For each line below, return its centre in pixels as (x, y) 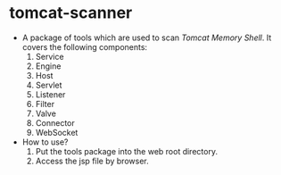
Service (50, 56)
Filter (45, 104)
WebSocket (57, 132)
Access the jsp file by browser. (92, 161)
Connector (55, 122)
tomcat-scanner (71, 13)
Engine (48, 66)
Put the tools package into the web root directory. (127, 151)
